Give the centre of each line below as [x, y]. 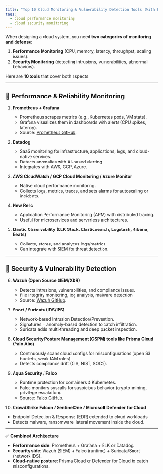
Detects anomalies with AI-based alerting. [61, 162]
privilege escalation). [41, 392]
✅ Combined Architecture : [33, 436]
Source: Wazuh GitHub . [43, 300]
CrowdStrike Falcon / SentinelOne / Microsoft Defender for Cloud [79, 407]
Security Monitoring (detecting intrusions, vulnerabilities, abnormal [80, 62]
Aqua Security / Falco [35, 373]
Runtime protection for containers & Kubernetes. [68, 382]
